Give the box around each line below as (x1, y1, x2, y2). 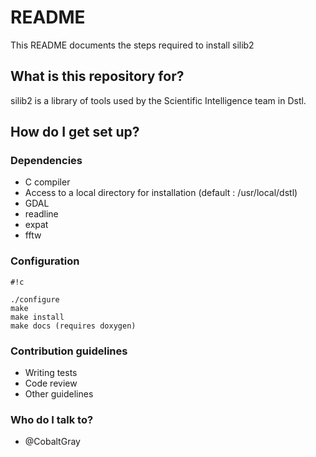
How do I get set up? (10, 124, 140, 141)
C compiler (24, 176, 71, 188)
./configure (10, 294, 60, 305)
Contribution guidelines (10, 344, 128, 358)
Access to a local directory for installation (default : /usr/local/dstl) (24, 187, 298, 199)
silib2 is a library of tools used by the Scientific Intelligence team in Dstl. (10, 94, 307, 106)
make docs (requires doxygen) (10, 321, 137, 331)
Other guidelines (24, 388, 94, 400)
